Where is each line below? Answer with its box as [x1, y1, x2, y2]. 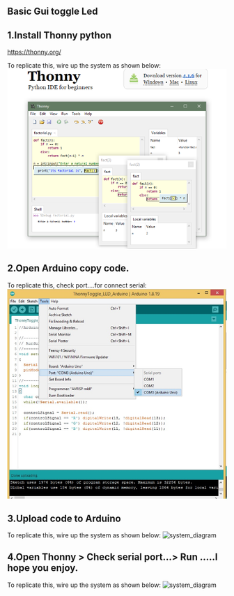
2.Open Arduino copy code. [7, 262, 130, 274]
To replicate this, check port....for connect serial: [7, 281, 147, 289]
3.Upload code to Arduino [7, 512, 121, 524]
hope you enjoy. [7, 562, 79, 574]
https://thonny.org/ [7, 48, 61, 57]
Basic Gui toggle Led [7, 6, 99, 17]
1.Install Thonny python [7, 29, 112, 41]
